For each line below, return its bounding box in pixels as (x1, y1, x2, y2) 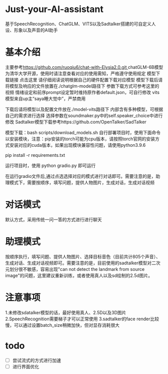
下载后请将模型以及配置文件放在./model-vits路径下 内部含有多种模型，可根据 (5, 106, 163, 112)
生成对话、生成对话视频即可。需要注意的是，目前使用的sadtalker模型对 (5, 260, 152, 266)
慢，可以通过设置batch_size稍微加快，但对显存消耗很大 (5, 322, 120, 328)
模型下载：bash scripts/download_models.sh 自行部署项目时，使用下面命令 (5, 129, 161, 135)
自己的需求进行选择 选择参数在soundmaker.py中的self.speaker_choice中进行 (5, 112, 163, 119)
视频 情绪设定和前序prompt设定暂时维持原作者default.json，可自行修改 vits (5, 89, 159, 95)
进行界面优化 (12, 363, 39, 369)
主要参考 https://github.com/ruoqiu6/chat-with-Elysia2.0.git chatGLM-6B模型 (5, 64, 163, 70)
